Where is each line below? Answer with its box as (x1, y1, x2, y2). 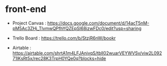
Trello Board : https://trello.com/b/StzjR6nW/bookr (12, 35, 116, 41)
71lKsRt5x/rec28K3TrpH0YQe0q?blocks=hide (12, 55, 106, 61)
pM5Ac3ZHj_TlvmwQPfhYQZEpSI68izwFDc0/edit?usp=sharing (12, 25, 142, 31)
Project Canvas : (12, 20, 46, 26)
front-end (5, 3, 46, 15)
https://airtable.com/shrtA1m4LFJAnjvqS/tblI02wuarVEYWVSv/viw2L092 (12, 50, 162, 56)
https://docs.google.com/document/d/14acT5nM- (47, 20, 150, 26)
